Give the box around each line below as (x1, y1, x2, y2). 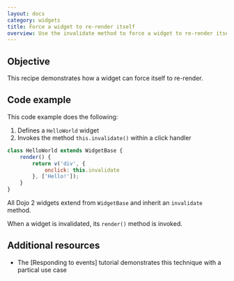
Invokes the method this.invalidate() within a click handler (17, 133, 192, 142)
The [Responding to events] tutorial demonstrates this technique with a (17, 258, 221, 266)
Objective (7, 55, 51, 67)
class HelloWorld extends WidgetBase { (7, 147, 123, 154)
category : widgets (7, 17, 61, 24)
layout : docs (7, 10, 45, 17)
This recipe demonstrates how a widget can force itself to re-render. (7, 74, 203, 82)
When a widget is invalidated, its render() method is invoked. (7, 220, 183, 227)
